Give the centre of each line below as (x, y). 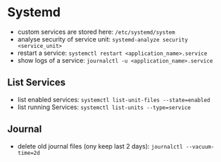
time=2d (29, 153)
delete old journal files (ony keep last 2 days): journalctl (100, 146)
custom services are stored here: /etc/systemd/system (96, 32)
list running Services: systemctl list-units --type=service (104, 107)
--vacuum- (200, 147)
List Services (37, 83)
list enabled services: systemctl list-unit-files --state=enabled (114, 99)
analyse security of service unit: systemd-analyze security (103, 39)
